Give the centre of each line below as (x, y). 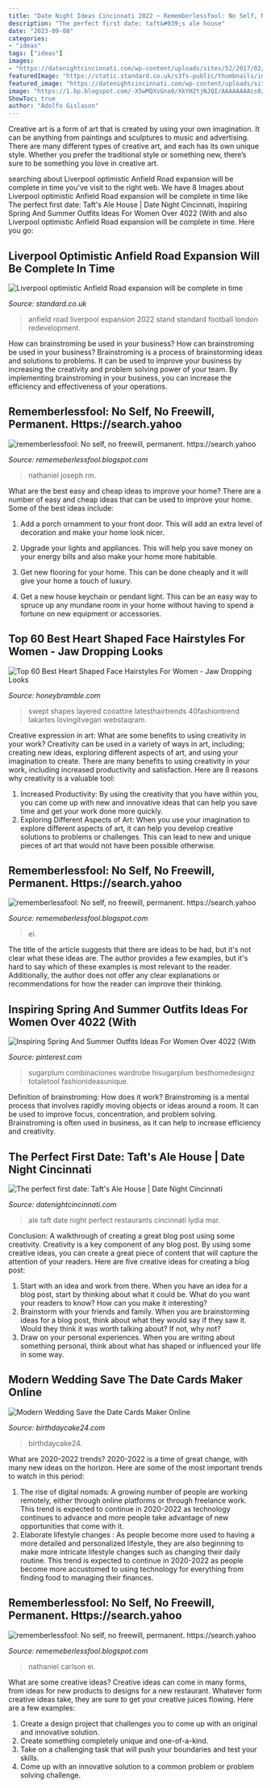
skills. (29, 1757)
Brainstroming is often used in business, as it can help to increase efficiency (135, 1123)
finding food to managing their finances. (87, 1577)
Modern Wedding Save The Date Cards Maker (126, 1380)
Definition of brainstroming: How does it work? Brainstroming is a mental (129, 1097)
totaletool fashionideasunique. (78, 1081)
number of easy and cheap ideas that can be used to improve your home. (130, 499)
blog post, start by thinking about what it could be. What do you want (135, 1294)
